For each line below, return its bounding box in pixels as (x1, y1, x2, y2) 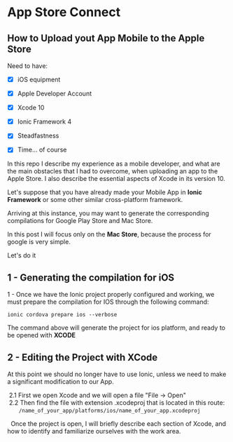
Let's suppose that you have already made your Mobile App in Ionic (7, 188, 203, 196)
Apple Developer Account (17, 89, 92, 98)
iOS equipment (17, 75, 61, 83)
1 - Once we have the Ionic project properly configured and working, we (7, 290, 215, 299)
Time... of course (17, 145, 67, 154)
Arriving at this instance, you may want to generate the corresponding (7, 209, 210, 217)
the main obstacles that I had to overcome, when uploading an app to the (7, 167, 218, 175)
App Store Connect (7, 4, 121, 20)
